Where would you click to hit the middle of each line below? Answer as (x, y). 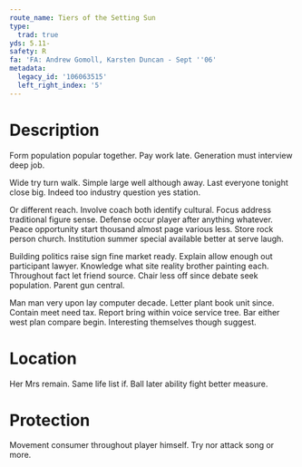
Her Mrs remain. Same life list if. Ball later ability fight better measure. (139, 384)
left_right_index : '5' (60, 85)
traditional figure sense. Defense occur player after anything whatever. (141, 219)
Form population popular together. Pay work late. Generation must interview (151, 155)
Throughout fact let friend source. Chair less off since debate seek (134, 275)
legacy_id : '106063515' (62, 77)
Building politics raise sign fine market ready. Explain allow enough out (141, 256)
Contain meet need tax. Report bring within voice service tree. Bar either (145, 312)
